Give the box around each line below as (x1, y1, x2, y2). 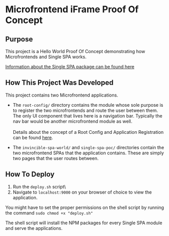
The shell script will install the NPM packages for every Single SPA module (5, 220, 162, 226)
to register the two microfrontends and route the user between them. (12, 107, 158, 113)
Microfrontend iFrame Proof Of (5, 4, 139, 15)
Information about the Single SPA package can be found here (5, 64, 135, 69)
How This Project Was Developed (5, 78, 114, 87)
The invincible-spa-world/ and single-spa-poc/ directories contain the (12, 144, 164, 150)
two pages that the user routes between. (12, 155, 99, 161)
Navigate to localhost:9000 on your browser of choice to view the (12, 189, 152, 195)
